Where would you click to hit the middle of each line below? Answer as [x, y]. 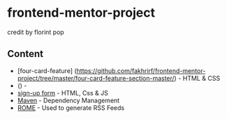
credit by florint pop [36, 32]
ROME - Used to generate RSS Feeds [71, 108]
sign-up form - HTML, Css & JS [63, 93]
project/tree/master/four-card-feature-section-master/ [96, 78]
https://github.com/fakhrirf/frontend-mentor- [141, 70]
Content [25, 54]
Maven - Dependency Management [68, 100]
